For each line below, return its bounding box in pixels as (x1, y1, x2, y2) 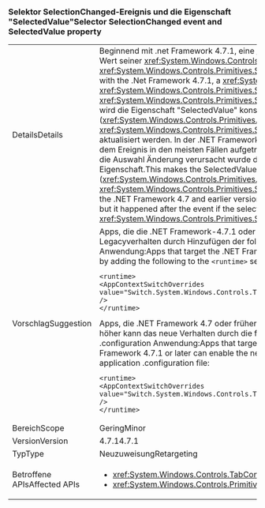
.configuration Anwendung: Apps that (99, 338, 237, 349)
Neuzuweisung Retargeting (99, 449, 199, 460)
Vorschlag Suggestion (12, 318, 92, 329)
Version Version (12, 435, 69, 446)
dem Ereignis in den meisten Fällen (99, 145, 229, 156)
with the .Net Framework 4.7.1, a (99, 75, 221, 86)
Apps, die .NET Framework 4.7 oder (99, 318, 233, 329)
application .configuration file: (99, 358, 211, 369)
